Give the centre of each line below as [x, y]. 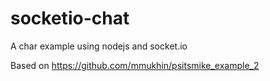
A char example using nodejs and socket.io [99, 46]
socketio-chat [70, 18]
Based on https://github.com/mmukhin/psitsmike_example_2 [135, 65]
